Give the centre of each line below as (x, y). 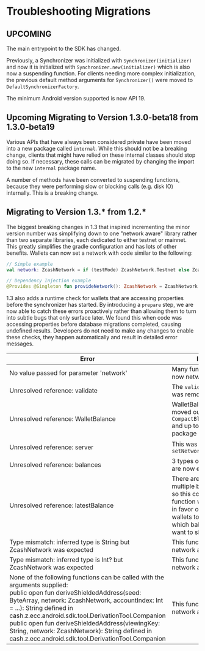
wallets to (185, 517)
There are (186, 479)
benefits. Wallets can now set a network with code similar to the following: (100, 253)
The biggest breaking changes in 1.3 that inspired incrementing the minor (98, 227)
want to (182, 532)
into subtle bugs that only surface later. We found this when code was (94, 318)
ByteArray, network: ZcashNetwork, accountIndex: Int (86, 600)
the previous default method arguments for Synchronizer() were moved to (100, 80)
